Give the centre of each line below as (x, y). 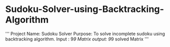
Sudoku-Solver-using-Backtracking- (85, 9)
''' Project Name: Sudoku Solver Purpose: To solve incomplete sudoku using (85, 33)
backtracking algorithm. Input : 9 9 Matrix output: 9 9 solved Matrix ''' (77, 39)
